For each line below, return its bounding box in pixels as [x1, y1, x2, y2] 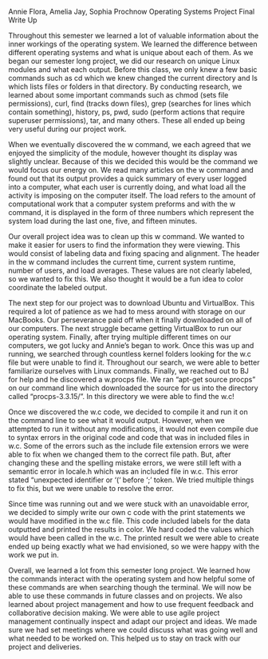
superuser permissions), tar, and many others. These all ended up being [8, 116, 246, 125]
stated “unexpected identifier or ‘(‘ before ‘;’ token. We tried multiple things [8, 475, 254, 485]
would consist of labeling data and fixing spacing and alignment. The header [8, 249, 260, 258]
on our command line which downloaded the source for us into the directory [8, 383, 258, 393]
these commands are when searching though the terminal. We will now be [8, 583, 252, 592]
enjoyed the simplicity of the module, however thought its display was [8, 148, 238, 158]
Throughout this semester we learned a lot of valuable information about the [8, 31, 259, 40]
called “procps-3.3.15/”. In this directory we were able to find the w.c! [8, 392, 235, 401]
